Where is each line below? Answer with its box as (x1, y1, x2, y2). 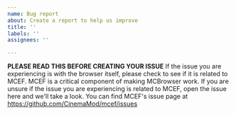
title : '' (7, 23, 37, 30)
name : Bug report (7, 10, 59, 18)
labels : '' (7, 30, 40, 37)
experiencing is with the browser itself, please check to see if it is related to (7, 70, 228, 78)
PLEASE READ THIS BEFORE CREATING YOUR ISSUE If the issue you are (7, 62, 222, 71)
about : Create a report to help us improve (7, 17, 139, 24)
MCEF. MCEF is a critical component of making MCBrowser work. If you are (7, 77, 229, 85)
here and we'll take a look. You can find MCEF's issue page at (7, 92, 188, 101)
